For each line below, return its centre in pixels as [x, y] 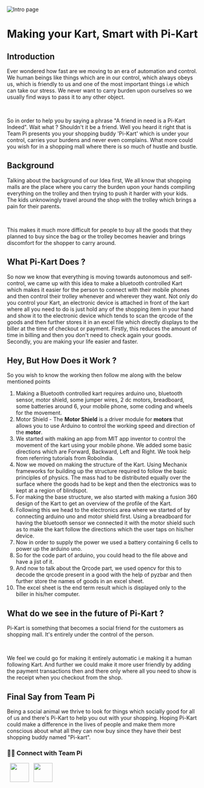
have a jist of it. [35, 562]
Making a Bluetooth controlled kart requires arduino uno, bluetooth [99, 394]
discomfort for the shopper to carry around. [62, 243]
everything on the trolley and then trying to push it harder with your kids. [97, 193]
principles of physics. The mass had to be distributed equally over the [103, 478]
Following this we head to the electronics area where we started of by [103, 510]
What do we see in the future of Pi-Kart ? [86, 613]
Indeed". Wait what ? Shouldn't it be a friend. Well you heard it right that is [99, 127]
